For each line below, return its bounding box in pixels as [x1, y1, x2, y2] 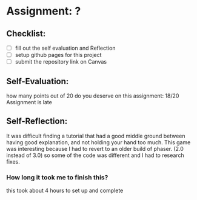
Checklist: [6, 28, 46, 39]
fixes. [6, 158, 20, 165]
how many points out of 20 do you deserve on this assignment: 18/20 [6, 92, 179, 99]
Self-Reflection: [6, 116, 68, 127]
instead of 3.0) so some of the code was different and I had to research [6, 152, 184, 159]
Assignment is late [6, 99, 53, 105]
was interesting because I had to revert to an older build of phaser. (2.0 [6, 145, 184, 152]
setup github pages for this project [15, 52, 102, 59]
